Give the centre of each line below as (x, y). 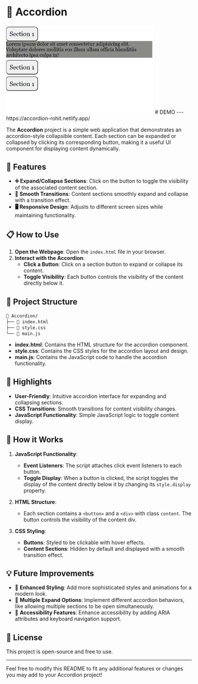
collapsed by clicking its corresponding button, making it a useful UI (89, 142)
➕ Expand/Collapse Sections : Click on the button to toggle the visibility (101, 181)
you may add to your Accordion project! (54, 675)
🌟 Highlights (29, 382)
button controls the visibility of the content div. (80, 519)
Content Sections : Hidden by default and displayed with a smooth (104, 548)
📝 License (24, 637)
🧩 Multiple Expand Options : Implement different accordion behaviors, (99, 600)
